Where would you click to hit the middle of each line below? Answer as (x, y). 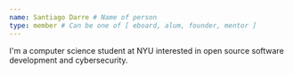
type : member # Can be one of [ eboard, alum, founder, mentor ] (133, 26)
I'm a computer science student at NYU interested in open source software (147, 50)
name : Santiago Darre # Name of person (83, 17)
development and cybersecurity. (69, 60)
